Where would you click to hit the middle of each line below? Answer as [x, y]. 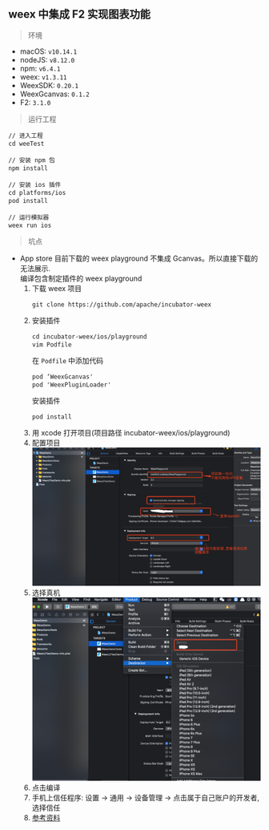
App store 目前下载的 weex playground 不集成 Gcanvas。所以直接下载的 [139, 258]
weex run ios [30, 225]
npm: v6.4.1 [40, 68]
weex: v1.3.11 [43, 77]
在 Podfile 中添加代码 [68, 360]
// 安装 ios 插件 [35, 184]
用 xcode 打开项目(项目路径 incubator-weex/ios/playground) [131, 432]
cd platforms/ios [37, 192]
